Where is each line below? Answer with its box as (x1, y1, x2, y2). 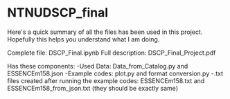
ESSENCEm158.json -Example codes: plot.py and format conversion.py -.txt (7, 69, 224, 78)
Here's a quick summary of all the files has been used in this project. (7, 28, 203, 36)
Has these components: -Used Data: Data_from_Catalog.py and (7, 62, 188, 70)
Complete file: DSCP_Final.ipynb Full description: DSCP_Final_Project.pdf (7, 48, 216, 57)
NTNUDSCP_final (7, 5, 109, 21)
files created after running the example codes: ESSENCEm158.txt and (7, 76, 205, 84)
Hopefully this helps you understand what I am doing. (7, 35, 160, 43)
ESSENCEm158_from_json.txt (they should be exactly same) (7, 84, 179, 92)
